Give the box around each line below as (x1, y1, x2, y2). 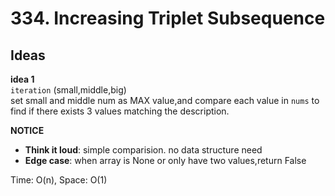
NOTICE (10, 125, 45, 136)
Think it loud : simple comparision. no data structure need (24, 144, 263, 156)
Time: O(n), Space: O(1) (10, 174, 108, 186)
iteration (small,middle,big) (10, 84, 127, 96)
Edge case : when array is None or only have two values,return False (24, 155, 307, 166)
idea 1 (10, 73, 35, 85)
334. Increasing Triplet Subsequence (10, 7, 326, 30)
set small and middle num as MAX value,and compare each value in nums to (10, 95, 320, 106)
